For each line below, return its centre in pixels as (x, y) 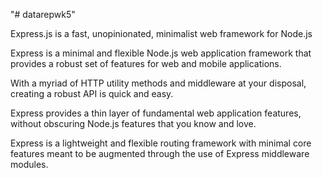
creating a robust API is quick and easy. (92, 93)
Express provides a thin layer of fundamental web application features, (156, 113)
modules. (29, 164)
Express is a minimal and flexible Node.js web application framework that (161, 53)
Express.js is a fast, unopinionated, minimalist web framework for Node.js (161, 33)
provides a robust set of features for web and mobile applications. (146, 63)
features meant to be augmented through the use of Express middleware (160, 153)
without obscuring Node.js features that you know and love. (133, 123)
